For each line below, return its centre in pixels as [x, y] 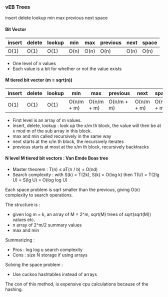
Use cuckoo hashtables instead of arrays [55, 274]
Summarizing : [20, 240]
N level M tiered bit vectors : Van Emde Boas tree [57, 158]
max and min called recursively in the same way [62, 136]
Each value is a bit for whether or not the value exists [67, 68]
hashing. [14, 289]
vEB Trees [18, 7]
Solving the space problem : [34, 264]
